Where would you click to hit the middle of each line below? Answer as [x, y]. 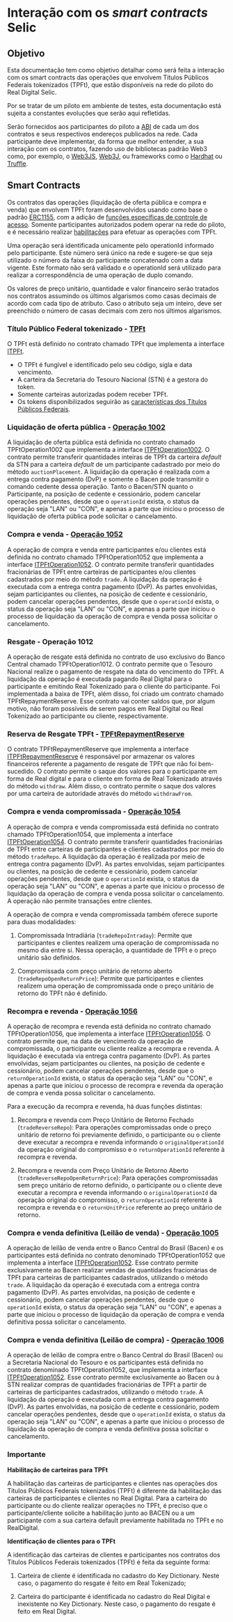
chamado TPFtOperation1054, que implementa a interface [90, 834]
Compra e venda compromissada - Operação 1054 [94, 811]
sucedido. [22, 772]
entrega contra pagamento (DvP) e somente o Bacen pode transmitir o [108, 479]
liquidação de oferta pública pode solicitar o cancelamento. [92, 516]
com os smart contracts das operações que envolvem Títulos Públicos [108, 77]
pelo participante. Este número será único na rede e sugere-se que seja [110, 253]
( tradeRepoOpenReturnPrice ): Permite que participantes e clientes [110, 978]
